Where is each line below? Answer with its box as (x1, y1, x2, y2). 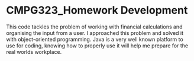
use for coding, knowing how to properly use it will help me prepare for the (6, 42, 188, 49)
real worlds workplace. (6, 48, 62, 55)
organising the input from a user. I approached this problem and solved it (6, 29, 184, 36)
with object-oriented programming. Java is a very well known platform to (6, 36, 183, 43)
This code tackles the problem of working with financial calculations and (6, 23, 183, 30)
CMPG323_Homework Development (6, 4, 188, 17)
